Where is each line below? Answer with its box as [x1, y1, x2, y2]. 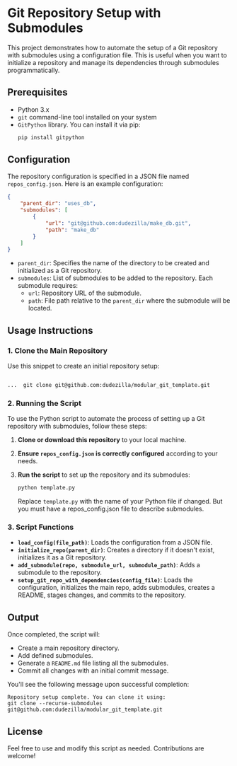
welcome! [7, 751, 36, 760]
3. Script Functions [7, 522, 74, 532]
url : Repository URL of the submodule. [28, 289, 141, 298]
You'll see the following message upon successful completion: [7, 680, 190, 689]
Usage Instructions [7, 324, 93, 337]
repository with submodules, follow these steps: [7, 422, 147, 431]
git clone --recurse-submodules [7, 700, 103, 707]
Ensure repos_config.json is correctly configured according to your [17, 449, 218, 458]
